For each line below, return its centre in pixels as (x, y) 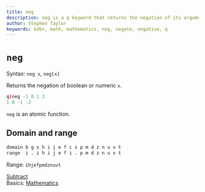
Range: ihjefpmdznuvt (34, 165)
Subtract (17, 176)
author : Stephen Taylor (37, 23)
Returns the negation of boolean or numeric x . (64, 85)
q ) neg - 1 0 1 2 (26, 97)
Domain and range (42, 133)
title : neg (20, 12)
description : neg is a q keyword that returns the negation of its (94, 18)
